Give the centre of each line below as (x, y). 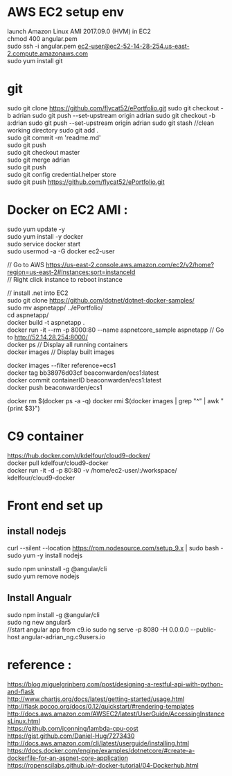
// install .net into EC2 (38, 293)
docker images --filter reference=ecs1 (62, 365)
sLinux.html (24, 721)
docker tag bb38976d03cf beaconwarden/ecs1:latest (83, 373)
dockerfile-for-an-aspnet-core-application (68, 758)
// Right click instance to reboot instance (65, 279)
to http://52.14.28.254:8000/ (47, 337)
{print (15, 408)
